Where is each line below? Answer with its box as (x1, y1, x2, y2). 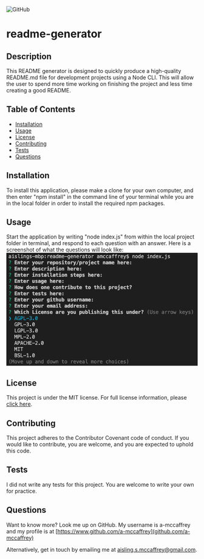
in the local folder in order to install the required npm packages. (6, 200, 165, 207)
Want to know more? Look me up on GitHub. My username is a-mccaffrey (6, 521, 191, 529)
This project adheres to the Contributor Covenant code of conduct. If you (6, 434, 189, 442)
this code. (6, 447, 32, 454)
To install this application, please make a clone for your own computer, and (6, 186, 194, 194)
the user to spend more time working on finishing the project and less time (6, 80, 192, 88)
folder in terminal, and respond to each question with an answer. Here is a (6, 240, 191, 247)
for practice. (6, 487, 38, 495)
